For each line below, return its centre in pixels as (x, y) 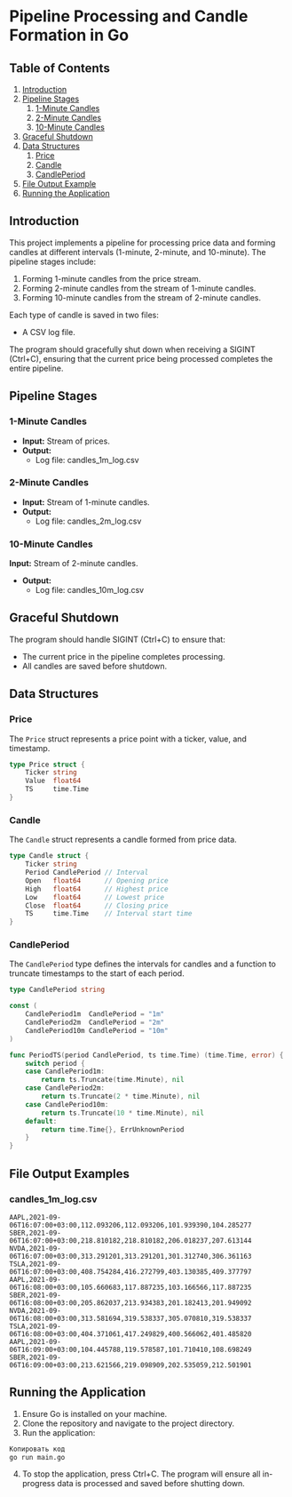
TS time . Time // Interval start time (109, 914)
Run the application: (59, 1432)
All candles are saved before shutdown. (95, 666)
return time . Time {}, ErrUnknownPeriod (113, 1129)
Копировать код (37, 1449)
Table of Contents (60, 68)
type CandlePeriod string (57, 990)
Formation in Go (69, 35)
